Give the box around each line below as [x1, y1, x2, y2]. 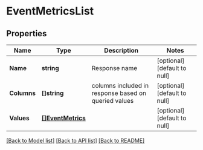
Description [104, 47, 139, 54]
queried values [91, 97, 134, 105]
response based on [91, 89, 147, 97]
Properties [6, 28, 47, 39]
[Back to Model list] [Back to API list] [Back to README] [6, 137, 145, 144]
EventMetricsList [6, 4, 94, 18]
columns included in [91, 82, 149, 90]
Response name [91, 64, 138, 72]
